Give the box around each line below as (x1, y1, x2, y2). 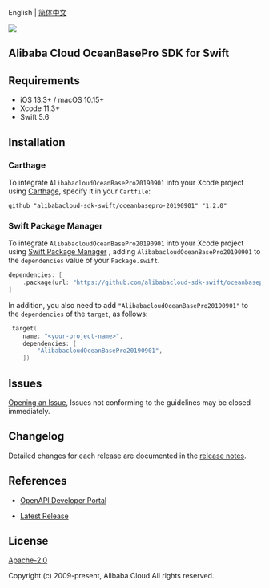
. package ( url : (22, 278, 70, 287)
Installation (8, 136, 66, 149)
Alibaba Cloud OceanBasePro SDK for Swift (8, 47, 230, 60)
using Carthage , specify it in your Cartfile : (8, 186, 151, 196)
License (8, 534, 49, 548)
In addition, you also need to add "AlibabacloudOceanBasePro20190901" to (8, 300, 249, 310)
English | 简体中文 (8, 8, 67, 17)
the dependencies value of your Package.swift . (8, 256, 160, 266)
